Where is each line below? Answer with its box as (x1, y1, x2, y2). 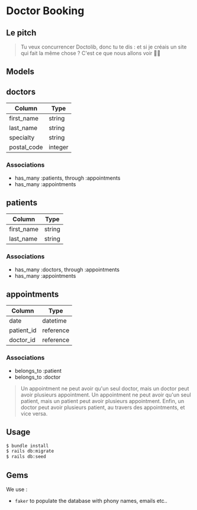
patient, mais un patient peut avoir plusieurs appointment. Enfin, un (20, 397, 185, 404)
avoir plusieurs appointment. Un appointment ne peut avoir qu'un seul (20, 391, 191, 398)
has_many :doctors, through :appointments (14, 266, 120, 273)
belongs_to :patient (14, 367, 62, 374)
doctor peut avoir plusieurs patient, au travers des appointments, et (20, 404, 185, 411)
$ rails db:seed (6, 454, 46, 460)
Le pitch (6, 28, 37, 38)
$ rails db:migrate (6, 448, 54, 454)
